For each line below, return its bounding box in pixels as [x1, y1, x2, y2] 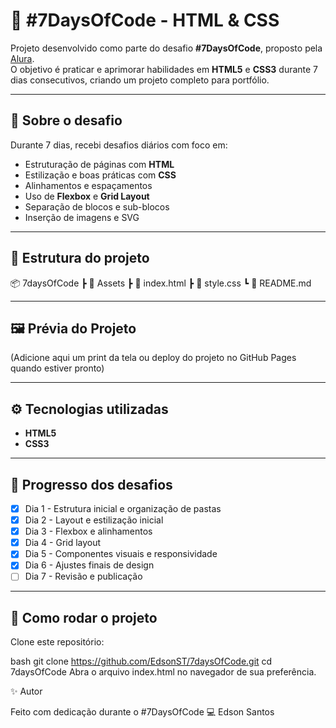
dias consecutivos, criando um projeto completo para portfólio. [10, 74, 270, 86]
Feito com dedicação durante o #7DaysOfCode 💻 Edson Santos [10, 706, 275, 718]
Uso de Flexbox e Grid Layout [24, 190, 150, 202]
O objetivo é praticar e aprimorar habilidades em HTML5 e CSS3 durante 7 [10, 63, 319, 75]
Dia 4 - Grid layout [24, 537, 102, 549]
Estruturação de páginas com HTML [24, 158, 175, 170]
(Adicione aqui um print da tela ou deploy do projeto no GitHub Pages [10, 352, 297, 364]
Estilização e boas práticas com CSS [24, 169, 177, 181]
